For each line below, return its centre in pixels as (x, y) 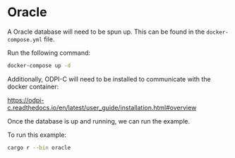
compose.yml (25, 39)
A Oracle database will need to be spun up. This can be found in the (106, 32)
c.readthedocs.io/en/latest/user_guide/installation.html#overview (102, 107)
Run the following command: (49, 53)
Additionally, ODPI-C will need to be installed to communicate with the (109, 79)
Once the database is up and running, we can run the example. (99, 121)
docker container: (33, 86)
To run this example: (37, 135)
